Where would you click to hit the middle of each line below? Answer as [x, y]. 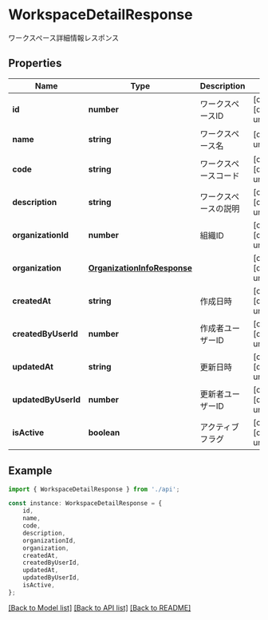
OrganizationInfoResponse [140, 267]
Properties [35, 63]
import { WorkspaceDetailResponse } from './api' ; [94, 489]
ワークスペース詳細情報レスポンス [64, 38]
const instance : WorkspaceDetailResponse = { [85, 504]
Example [30, 471]
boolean [104, 432]
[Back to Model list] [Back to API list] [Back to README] [100, 607]
